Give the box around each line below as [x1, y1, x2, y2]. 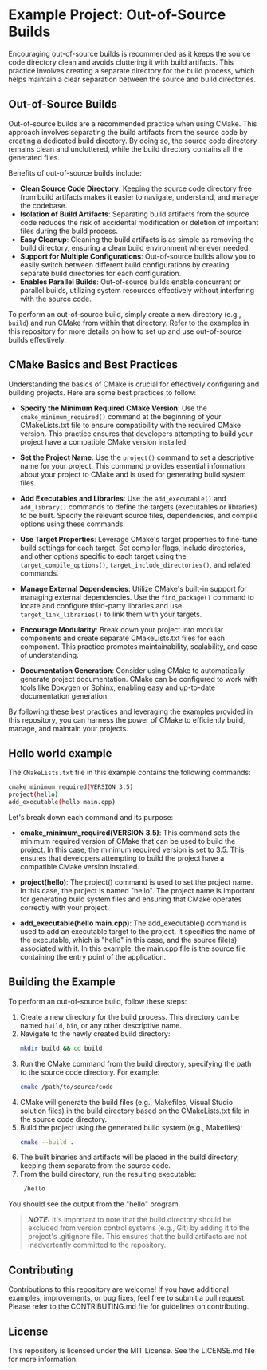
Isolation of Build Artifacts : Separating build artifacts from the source [19, 209, 249, 219]
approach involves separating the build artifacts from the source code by [8, 127, 248, 137]
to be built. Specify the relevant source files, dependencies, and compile [19, 510, 258, 520]
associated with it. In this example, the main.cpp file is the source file [19, 944, 246, 953]
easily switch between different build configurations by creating [19, 259, 230, 269]
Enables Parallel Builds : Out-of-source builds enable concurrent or [19, 277, 241, 287]
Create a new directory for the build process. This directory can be [19, 1012, 240, 1021]
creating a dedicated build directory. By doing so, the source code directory [8, 136, 257, 145]
